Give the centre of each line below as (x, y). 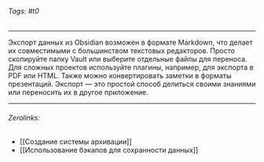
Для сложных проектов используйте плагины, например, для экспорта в (131, 67)
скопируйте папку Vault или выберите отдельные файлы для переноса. (128, 59)
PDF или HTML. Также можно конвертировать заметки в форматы (120, 76)
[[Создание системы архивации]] (75, 142)
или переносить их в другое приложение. (79, 92)
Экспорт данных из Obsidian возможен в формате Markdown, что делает (130, 42)
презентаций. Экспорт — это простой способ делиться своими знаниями (132, 84)
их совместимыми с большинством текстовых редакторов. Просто (122, 51)
